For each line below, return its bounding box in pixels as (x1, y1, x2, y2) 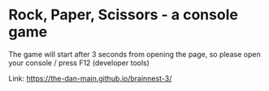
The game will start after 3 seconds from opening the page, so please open (8, 49, 262, 59)
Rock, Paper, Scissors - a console (8, 6, 238, 24)
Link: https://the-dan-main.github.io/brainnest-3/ (8, 73, 172, 83)
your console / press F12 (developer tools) (8, 58, 150, 68)
